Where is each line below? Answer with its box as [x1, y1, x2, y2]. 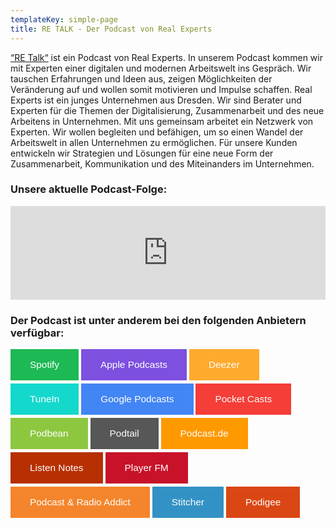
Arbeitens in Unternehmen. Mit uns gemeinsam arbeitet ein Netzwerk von [10, 115, 314, 127]
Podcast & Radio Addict [29, 496, 131, 508]
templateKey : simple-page [10, 14, 118, 25]
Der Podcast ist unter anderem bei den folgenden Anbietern [10, 313, 307, 327]
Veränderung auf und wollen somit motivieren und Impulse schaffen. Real [10, 83, 313, 95]
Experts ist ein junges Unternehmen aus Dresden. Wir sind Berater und [10, 94, 302, 106]
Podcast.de [179, 427, 229, 440]
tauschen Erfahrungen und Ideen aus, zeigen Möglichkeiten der [10, 72, 273, 85]
